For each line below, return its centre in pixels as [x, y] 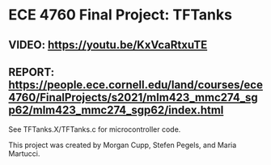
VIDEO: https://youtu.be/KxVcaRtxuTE [108, 45]
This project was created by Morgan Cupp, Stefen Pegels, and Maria [123, 145]
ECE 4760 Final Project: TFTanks [121, 15]
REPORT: [32, 72]
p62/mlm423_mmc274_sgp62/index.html [116, 110]
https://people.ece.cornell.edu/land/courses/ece [135, 85]
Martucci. [24, 154]
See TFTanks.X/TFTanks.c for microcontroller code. [95, 129]
